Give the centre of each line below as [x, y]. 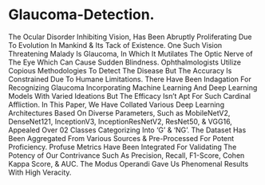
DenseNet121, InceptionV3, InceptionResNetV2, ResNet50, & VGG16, [121, 121]
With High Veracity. [40, 172]
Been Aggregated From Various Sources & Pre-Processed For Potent [121, 138]
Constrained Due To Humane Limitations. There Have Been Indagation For [130, 79]
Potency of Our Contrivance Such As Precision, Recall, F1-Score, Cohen [127, 155]
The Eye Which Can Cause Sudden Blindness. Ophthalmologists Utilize [125, 62]
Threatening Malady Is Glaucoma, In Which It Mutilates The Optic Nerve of [131, 53]
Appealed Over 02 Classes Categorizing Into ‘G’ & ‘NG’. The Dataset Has [127, 130]
